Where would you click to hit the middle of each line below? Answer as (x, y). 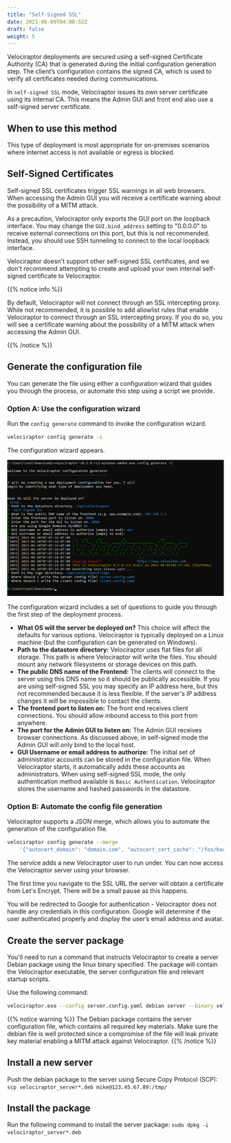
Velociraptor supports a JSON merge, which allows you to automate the (109, 822)
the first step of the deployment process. (65, 615)
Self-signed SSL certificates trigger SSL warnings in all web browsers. (107, 190)
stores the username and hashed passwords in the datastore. (104, 789)
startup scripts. (29, 979)
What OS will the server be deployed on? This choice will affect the (113, 628)
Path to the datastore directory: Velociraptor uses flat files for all (109, 650)
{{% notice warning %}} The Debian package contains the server (99, 1019)
